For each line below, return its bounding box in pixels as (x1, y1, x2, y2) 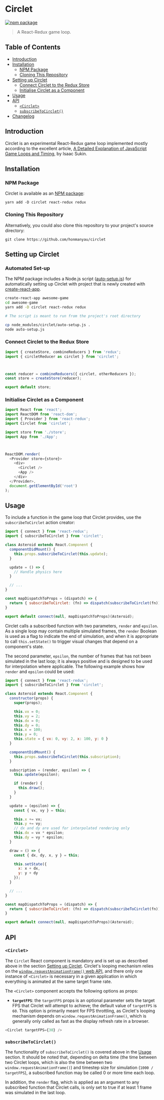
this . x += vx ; (14, 816, 42, 822)
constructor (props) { (9, 696, 54, 701)
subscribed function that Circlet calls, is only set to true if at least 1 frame (5, 1084, 152, 1090)
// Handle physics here (14, 570, 62, 574)
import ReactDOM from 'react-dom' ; (5, 412, 78, 417)
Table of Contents (5, 43, 61, 52)
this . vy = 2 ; (14, 713, 41, 718)
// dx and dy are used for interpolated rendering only (14, 826, 130, 831)
